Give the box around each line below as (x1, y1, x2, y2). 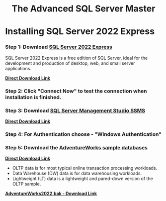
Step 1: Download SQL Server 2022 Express (5, 43, 113, 50)
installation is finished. (5, 94, 62, 100)
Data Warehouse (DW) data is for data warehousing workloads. (12, 170, 142, 177)
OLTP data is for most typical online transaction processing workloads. (12, 165, 158, 171)
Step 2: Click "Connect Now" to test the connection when (5, 88, 148, 95)
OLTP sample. (12, 181, 41, 187)
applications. (5, 65, 31, 71)
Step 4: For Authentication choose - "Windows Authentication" (5, 130, 162, 137)
